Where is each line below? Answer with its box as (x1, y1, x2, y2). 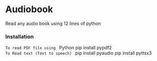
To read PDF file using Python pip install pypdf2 (5, 45, 112, 51)
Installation (5, 33, 34, 40)
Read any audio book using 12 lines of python (5, 20, 101, 26)
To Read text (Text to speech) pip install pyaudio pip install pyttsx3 (5, 50, 152, 56)
